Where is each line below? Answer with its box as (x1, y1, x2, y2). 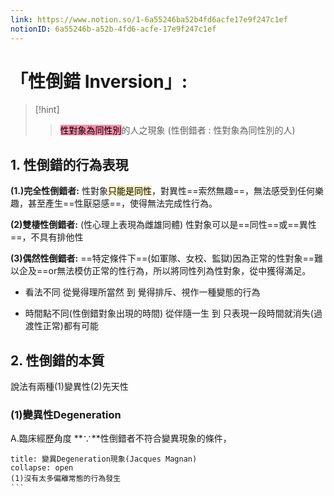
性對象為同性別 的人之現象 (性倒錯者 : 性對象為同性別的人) (59, 124, 296, 136)
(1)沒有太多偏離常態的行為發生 (10, 474, 122, 484)
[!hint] (34, 104, 60, 116)
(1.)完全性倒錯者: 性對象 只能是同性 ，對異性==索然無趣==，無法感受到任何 (10, 185, 315, 197)
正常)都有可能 (42, 320, 99, 332)
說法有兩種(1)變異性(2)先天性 (10, 381, 129, 393)
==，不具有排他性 (10, 231, 84, 243)
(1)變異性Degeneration (10, 407, 122, 421)
